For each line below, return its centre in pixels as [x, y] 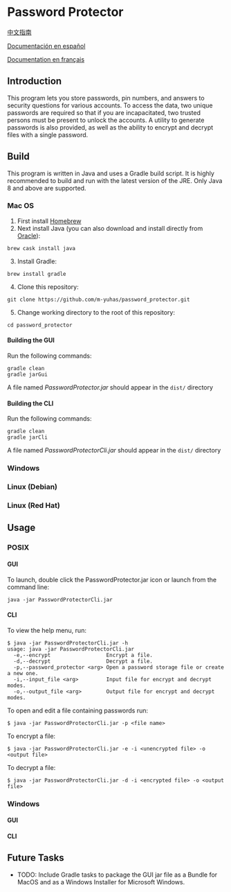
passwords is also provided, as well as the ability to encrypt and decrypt [110, 127]
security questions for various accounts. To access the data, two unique [110, 105]
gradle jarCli [28, 437]
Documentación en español [46, 46]
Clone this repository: [48, 287]
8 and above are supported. [47, 188]
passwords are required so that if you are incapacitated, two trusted [104, 112]
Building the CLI [30, 403]
